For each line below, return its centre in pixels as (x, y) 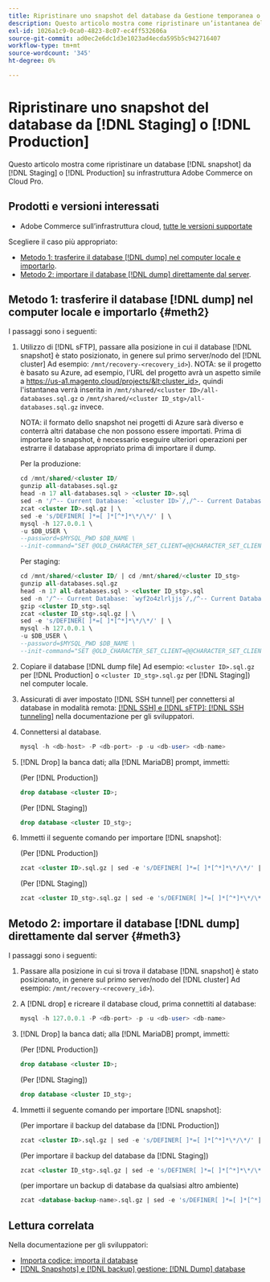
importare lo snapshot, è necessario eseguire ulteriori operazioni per (133, 440)
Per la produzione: (51, 464)
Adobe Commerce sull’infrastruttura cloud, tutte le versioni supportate (136, 225)
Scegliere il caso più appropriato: (63, 242)
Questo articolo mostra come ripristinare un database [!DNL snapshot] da (130, 164)
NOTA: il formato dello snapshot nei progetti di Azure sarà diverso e (131, 423)
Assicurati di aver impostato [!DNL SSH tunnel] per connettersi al (127, 699)
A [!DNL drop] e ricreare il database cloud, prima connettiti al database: (138, 1004)
